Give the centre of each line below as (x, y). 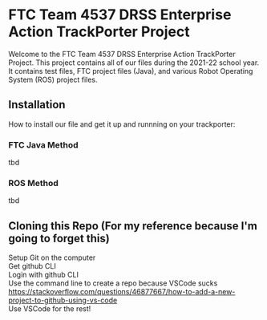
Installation (37, 105)
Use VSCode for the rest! (50, 309)
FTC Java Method (43, 144)
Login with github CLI (43, 275)
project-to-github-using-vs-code (63, 300)
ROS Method (33, 183)
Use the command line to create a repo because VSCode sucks (113, 283)
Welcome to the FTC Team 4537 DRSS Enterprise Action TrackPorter (122, 54)
